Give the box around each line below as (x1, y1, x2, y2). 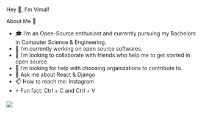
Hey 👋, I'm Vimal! (6, 6, 50, 13)
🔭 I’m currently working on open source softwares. (15, 45, 143, 52)
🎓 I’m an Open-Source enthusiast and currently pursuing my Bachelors (15, 30, 197, 37)
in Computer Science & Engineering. (15, 38, 107, 46)
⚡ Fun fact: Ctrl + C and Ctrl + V (15, 87, 96, 94)
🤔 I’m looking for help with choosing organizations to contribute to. (15, 65, 183, 71)
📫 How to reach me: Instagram (15, 78, 95, 85)
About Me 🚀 (6, 18, 37, 24)
